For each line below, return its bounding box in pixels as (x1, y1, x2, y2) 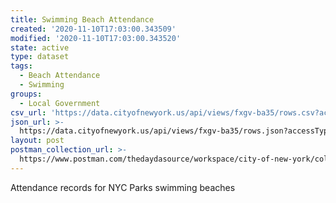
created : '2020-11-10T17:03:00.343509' (10, 24, 177, 34)
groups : (10, 89, 43, 99)
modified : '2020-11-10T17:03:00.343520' (10, 33, 182, 43)
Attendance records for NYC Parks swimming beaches (10, 181, 236, 193)
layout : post (10, 136, 65, 146)
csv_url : (10, 107, 47, 118)
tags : (10, 61, 33, 71)
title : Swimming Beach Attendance (10, 14, 155, 25)
